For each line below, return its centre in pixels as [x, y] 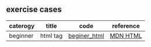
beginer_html [86, 35]
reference [126, 26]
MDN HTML [126, 35]
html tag [51, 35]
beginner [21, 35]
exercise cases [34, 10]
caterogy [22, 26]
